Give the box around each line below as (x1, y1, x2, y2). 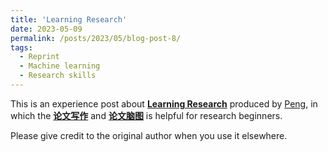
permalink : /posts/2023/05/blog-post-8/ (10, 33, 182, 43)
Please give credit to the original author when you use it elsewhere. (10, 129, 288, 141)
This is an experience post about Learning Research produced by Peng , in (10, 97, 318, 110)
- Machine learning (19, 61, 101, 71)
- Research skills (19, 71, 97, 81)
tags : (10, 42, 33, 53)
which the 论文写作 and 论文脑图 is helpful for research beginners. (10, 109, 283, 121)
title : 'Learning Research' (10, 14, 128, 25)
